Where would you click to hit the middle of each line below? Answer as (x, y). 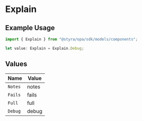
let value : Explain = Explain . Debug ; (45, 48)
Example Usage (30, 28)
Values (16, 64)
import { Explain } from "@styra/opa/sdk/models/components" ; (72, 39)
